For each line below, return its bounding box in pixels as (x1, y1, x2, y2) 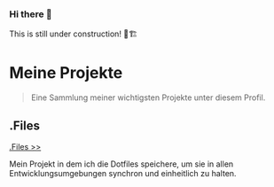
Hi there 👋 (9, 8, 53, 20)
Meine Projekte (9, 63, 123, 83)
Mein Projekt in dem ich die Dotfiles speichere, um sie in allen (9, 159, 234, 169)
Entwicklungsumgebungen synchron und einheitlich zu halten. (9, 168, 237, 179)
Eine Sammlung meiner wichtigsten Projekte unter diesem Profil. (30, 92, 266, 103)
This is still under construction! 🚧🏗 (9, 28, 138, 39)
